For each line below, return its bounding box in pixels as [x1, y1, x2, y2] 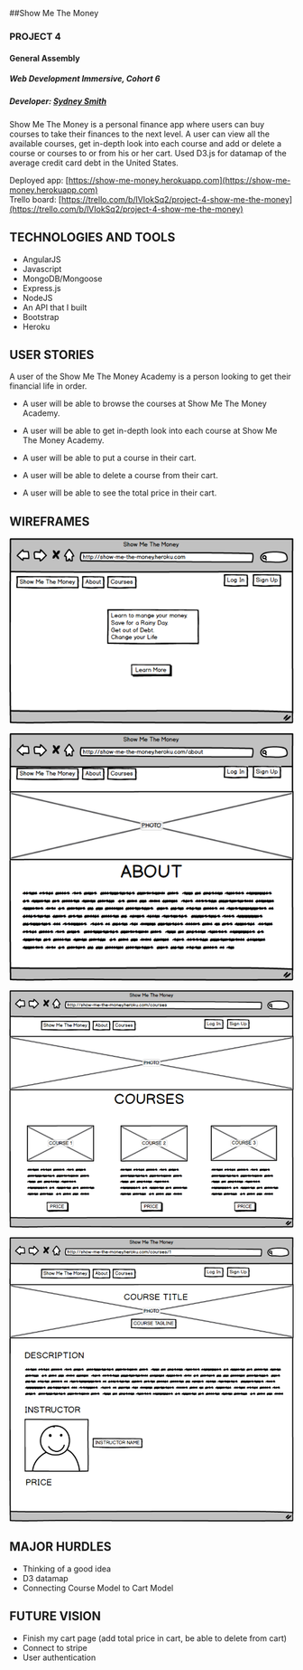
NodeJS [22, 292, 53, 303]
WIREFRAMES [9, 514, 90, 529]
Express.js [22, 282, 61, 293]
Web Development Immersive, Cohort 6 [9, 73, 161, 84]
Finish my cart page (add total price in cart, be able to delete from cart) [22, 1632, 287, 1644]
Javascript [22, 263, 62, 274]
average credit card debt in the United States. [9, 157, 179, 168]
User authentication [22, 1652, 96, 1663]
